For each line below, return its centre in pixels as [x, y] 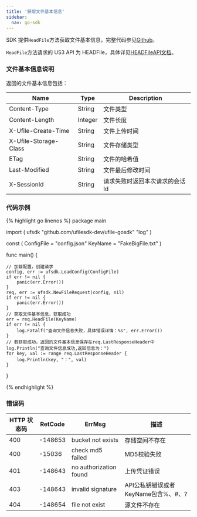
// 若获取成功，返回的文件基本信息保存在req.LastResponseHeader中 [80, 342]
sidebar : [17, 17]
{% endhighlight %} [30, 387]
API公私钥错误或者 [150, 485]
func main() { [22, 255]
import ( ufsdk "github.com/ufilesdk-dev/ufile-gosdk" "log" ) [79, 232]
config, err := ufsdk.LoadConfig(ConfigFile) [62, 272]
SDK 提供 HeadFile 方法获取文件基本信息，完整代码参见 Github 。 [82, 40]
